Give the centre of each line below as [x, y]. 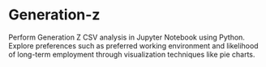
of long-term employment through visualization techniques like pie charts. [132, 54]
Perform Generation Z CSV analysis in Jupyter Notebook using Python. [127, 37]
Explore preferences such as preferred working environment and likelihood [133, 45]
